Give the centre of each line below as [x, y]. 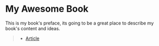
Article [32, 38]
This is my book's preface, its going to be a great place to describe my [80, 23]
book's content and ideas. [33, 28]
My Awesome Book [47, 9]
